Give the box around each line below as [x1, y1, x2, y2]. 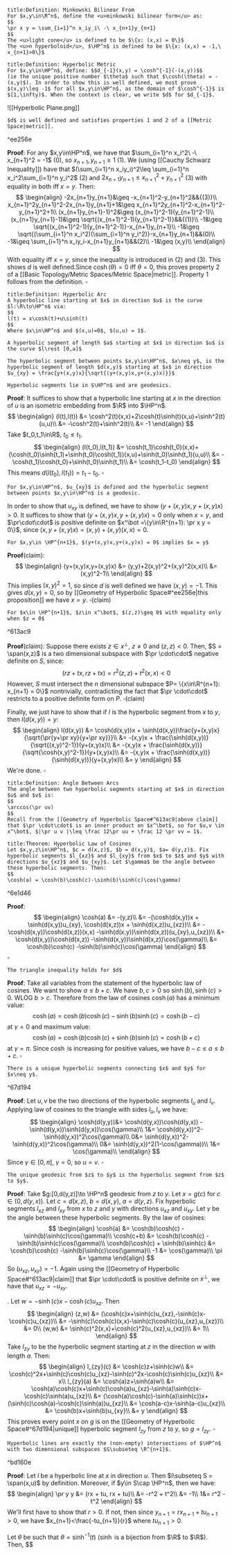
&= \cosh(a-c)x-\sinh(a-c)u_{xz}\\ [129, 1399, 226, 1407]
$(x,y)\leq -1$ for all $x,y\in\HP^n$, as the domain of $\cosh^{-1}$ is [7, 85, 225, 92]
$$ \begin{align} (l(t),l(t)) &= [7, 412, 88, 420]
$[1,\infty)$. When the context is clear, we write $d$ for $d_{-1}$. [7, 91, 215, 98]
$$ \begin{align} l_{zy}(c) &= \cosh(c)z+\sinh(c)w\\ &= [39, 1362, 194, 1371]
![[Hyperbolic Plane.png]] [7, 104, 80, 112]
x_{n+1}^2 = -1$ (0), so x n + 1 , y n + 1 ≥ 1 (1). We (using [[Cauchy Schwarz [7, 156, 211, 166]
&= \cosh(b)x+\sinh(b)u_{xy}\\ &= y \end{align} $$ [44, 1406, 188, 1414]
